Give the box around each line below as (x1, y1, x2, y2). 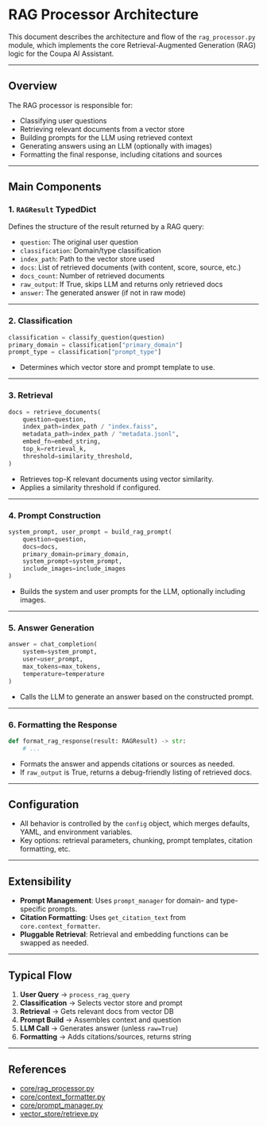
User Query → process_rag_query (19, 990, 130, 1000)
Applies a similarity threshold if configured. (19, 483, 161, 492)
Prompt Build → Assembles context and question (19, 1015, 181, 1025)
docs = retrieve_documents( (8, 408, 102, 416)
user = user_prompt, (22, 655, 83, 663)
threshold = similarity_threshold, (22, 452, 133, 460)
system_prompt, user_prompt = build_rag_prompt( (8, 527, 172, 536)
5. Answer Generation (8, 623, 95, 633)
